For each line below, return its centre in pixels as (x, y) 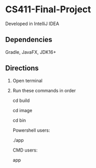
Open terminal (27, 80)
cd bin (19, 120)
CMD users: (25, 150)
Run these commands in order (44, 90)
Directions (22, 68)
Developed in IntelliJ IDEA (32, 24)
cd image (22, 110)
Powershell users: (31, 130)
